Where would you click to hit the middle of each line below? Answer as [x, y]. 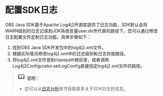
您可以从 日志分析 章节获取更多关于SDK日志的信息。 [76, 89]
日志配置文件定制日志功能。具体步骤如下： [48, 37]
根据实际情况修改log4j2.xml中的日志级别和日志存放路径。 [70, 53]
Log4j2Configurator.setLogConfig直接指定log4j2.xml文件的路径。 [78, 66]
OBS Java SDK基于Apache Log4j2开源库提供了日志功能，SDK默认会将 [76, 25]
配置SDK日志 [31, 10]
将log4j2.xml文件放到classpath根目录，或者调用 [60, 60]
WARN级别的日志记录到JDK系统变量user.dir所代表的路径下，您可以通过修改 [81, 31]
